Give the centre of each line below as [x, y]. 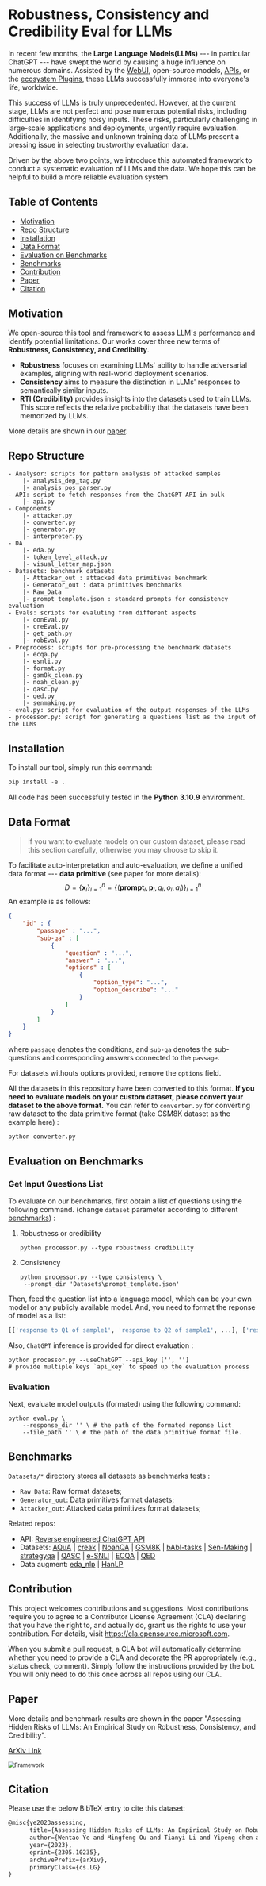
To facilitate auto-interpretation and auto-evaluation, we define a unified [126, 865]
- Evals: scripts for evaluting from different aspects [102, 613]
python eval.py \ [37, 1418]
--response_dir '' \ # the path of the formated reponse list [127, 1426]
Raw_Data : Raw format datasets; [71, 1491]
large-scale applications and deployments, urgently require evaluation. [123, 128]
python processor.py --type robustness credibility [106, 1248]
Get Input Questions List [56, 1184]
